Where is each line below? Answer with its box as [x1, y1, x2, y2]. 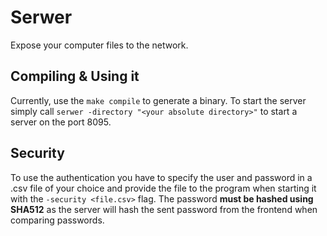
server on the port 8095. [10, 116, 112, 128]
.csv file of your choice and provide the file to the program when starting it [10, 182, 317, 194]
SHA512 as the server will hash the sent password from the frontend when [10, 203, 318, 215]
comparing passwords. [10, 214, 105, 226]
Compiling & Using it [10, 68, 140, 85]
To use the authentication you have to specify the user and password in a [10, 171, 313, 183]
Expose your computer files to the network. [10, 39, 189, 51]
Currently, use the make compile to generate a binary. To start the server [10, 94, 307, 106]
